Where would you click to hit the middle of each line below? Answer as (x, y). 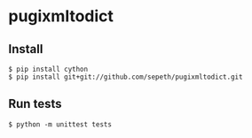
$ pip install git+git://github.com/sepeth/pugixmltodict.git (126, 77)
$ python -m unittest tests (60, 124)
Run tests (35, 104)
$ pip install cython (48, 69)
